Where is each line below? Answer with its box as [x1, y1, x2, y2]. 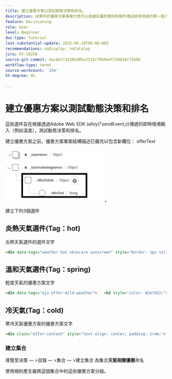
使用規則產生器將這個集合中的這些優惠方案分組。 [5, 368, 109, 374]
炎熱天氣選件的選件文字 [5, 238, 55, 245]
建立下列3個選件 [5, 208, 40, 214]
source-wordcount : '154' [5, 68, 58, 73]
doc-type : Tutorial [5, 35, 47, 41]
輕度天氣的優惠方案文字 [5, 280, 55, 286]
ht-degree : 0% [5, 73, 36, 78]
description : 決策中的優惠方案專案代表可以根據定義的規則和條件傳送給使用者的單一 [5, 13, 161, 19]
